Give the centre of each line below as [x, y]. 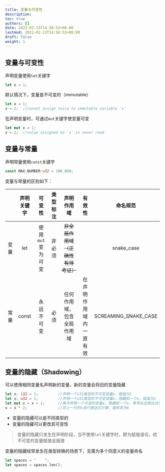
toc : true [15, 19]
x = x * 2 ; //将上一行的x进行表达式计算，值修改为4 [67, 408]
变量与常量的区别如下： [29, 181]
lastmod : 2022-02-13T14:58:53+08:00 [42, 32]
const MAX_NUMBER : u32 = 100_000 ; [39, 171]
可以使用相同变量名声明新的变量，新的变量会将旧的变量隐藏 [65, 385]
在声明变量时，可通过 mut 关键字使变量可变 [47, 119]
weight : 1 [15, 42]
